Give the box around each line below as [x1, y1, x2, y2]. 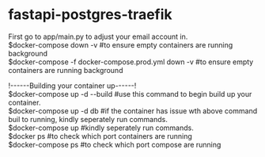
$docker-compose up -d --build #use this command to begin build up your [8, 89, 252, 98]
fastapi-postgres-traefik [8, 6, 172, 24]
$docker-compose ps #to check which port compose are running [8, 140, 221, 149]
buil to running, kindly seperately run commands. [8, 114, 168, 124]
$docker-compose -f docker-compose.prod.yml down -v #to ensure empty [8, 57, 254, 67]
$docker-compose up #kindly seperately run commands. [8, 123, 194, 132]
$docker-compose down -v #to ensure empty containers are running [8, 40, 233, 49]
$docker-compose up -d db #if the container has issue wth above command [8, 105, 258, 116]
